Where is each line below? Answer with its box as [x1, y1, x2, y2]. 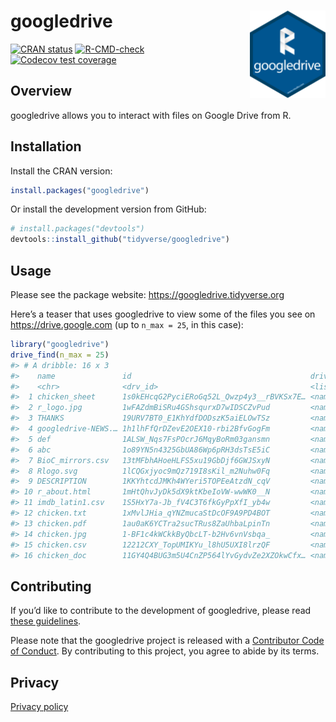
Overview [10, 83, 73, 100]
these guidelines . [10, 615, 82, 627]
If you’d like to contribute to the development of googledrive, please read [10, 605, 312, 617]
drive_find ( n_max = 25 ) [10, 350, 110, 360]
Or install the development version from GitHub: [10, 203, 207, 215]
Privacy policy [10, 701, 69, 712]
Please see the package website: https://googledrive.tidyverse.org [10, 289, 285, 300]
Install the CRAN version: [10, 165, 113, 177]
